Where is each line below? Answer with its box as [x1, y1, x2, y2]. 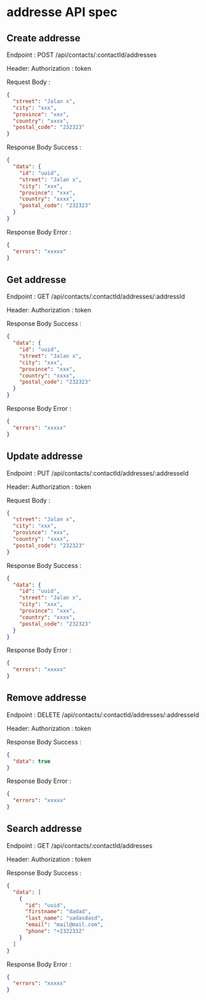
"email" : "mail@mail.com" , [24, 922, 104, 929]
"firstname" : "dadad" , [24, 908, 91, 915]
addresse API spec [6, 4, 118, 20]
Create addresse [6, 32, 81, 44]
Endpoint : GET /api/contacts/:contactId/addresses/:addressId [6, 292, 186, 301]
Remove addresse [6, 692, 87, 704]
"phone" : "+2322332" [24, 928, 85, 935]
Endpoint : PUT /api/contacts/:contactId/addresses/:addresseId [6, 468, 189, 477]
